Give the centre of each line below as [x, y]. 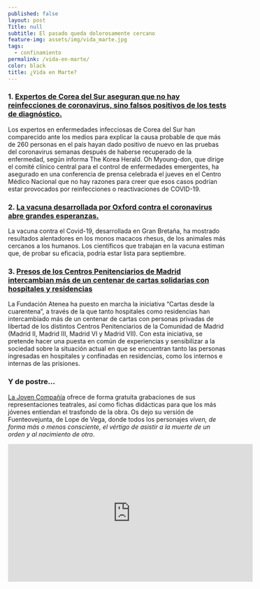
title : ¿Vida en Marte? [43, 72]
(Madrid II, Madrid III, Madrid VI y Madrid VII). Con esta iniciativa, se [106, 334]
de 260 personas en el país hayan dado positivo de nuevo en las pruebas [114, 144]
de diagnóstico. [35, 114]
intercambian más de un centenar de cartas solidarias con [109, 281]
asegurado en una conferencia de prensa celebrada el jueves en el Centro [115, 174]
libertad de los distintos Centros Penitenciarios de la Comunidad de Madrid [116, 327]
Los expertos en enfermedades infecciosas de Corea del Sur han [101, 129]
